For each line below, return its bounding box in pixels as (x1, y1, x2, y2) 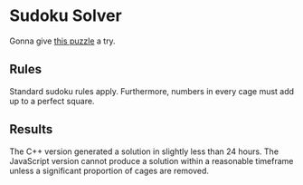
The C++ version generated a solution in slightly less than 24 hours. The (9, 146, 279, 157)
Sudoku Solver (9, 5, 122, 26)
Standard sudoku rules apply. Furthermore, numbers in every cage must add (9, 85, 295, 96)
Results (9, 122, 53, 137)
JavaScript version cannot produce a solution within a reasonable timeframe (9, 155, 294, 166)
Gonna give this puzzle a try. (9, 35, 116, 46)
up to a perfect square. (9, 95, 95, 106)
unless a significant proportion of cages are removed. (9, 165, 210, 176)
